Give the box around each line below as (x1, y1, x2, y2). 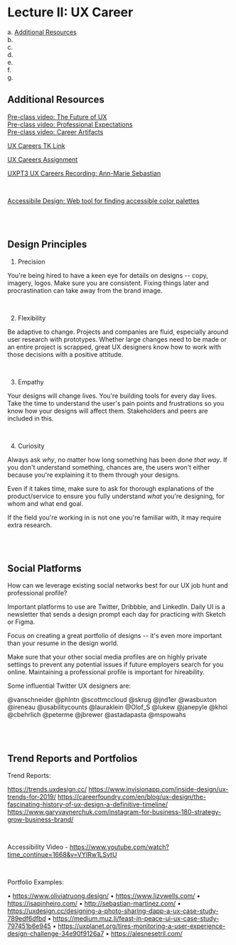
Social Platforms (7, 562, 82, 574)
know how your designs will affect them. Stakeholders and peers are (7, 406, 208, 415)
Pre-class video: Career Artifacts (7, 127, 104, 136)
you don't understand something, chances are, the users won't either (7, 463, 210, 471)
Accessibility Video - (7, 843, 68, 851)
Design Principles (7, 239, 87, 251)
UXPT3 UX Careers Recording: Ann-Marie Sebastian (7, 168, 161, 178)
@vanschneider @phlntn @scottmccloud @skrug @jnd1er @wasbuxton (7, 696, 217, 704)
